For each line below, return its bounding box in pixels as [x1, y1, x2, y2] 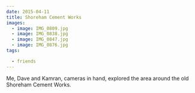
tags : [6, 48, 20, 54]
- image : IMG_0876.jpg [11, 42, 68, 48]
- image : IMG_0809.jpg [11, 25, 68, 32]
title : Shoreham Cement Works [6, 14, 82, 20]
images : [6, 20, 26, 26]
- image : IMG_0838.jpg [11, 31, 68, 37]
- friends [11, 58, 36, 64]
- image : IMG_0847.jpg [11, 36, 68, 42]
